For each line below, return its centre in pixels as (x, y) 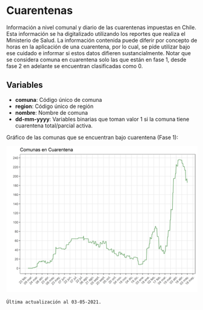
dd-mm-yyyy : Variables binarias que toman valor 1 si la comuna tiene (102, 119)
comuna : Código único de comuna (58, 99)
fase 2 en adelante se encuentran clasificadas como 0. (75, 66)
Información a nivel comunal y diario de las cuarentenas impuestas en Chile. (101, 27)
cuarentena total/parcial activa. (54, 126)
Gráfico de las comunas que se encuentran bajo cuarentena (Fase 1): (92, 137)
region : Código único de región (54, 106)
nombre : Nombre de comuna (52, 112)
